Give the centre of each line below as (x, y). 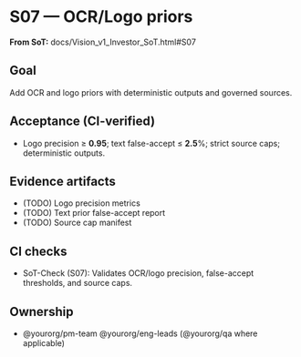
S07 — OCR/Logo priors (101, 17)
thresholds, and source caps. (78, 283)
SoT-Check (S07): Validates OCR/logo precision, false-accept (138, 273)
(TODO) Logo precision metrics (82, 203)
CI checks (38, 251)
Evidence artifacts (63, 181)
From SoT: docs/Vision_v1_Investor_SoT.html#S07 (103, 42)
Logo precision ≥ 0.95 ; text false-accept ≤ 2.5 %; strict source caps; (151, 143)
